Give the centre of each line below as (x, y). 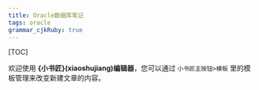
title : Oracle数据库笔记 (46, 15)
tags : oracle (30, 23)
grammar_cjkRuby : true (45, 30)
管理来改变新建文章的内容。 (60, 78)
